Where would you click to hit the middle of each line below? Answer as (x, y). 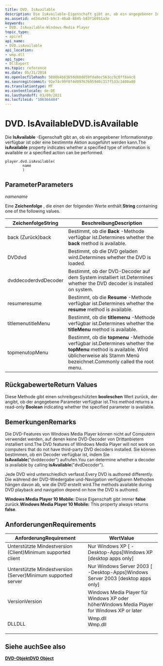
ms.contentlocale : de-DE (30, 91)
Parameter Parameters (39, 185)
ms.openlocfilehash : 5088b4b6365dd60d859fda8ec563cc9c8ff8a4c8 (70, 77)
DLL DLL (16, 624)
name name (16, 196)
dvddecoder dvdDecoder (36, 280)
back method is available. (97, 243)
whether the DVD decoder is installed (111, 283)
